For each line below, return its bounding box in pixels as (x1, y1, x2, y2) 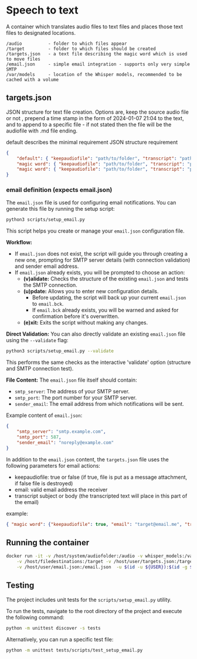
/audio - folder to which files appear (6, 41, 127, 47)
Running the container (6, 537, 90, 548)
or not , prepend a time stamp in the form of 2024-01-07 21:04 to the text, (6, 114, 184, 121)
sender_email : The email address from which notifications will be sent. (14, 400, 185, 408)
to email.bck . (32, 300, 64, 307)
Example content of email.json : (6, 412, 83, 419)
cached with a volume (6, 77, 59, 82)
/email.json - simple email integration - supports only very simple (6, 61, 191, 67)
